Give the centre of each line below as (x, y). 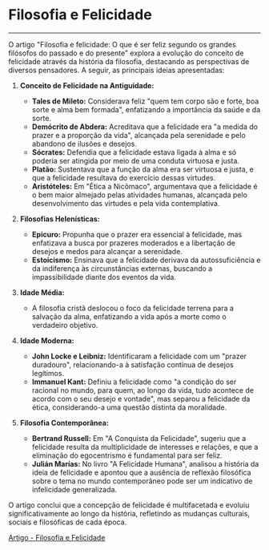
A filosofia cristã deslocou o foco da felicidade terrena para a (133, 308)
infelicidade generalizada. (74, 489)
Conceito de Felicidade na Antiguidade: (87, 85)
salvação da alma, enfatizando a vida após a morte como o (129, 316)
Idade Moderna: (47, 340)
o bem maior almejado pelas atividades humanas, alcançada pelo (140, 195)
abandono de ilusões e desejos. (84, 144)
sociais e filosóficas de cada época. (68, 522)
